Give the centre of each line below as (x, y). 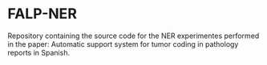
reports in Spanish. (38, 52)
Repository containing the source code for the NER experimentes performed (133, 36)
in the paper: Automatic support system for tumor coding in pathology (123, 44)
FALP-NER (42, 14)
